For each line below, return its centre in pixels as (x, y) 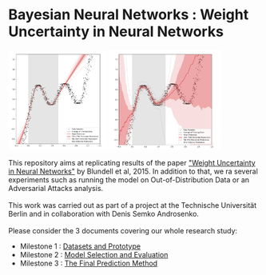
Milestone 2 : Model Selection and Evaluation (94, 254)
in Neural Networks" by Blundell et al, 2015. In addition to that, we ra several (133, 171)
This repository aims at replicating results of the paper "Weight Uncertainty (132, 162)
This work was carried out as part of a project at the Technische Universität (133, 205)
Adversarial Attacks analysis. (56, 188)
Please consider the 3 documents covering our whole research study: (123, 230)
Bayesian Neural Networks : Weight (129, 15)
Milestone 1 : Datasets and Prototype (80, 246)
